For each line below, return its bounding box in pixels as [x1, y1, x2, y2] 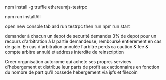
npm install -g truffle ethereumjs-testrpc [5, 4, 88, 10]
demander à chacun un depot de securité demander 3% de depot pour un [5, 33, 157, 39]
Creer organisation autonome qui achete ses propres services [5, 59, 132, 64]
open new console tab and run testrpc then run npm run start [5, 23, 130, 29]
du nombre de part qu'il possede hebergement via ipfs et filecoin [5, 69, 138, 75]
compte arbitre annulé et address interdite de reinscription [5, 49, 124, 55]
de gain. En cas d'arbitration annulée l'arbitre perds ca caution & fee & [5, 44, 149, 49]
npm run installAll [5, 14, 41, 19]
